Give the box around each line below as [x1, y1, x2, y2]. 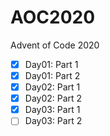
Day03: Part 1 [24, 104, 81, 116]
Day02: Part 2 [24, 92, 83, 105]
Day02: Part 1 [24, 81, 81, 93]
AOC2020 [10, 6, 96, 29]
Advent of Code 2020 [10, 39, 100, 51]
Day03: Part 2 [24, 115, 83, 127]
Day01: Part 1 [24, 58, 79, 70]
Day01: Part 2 [24, 70, 81, 81]
